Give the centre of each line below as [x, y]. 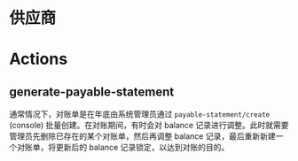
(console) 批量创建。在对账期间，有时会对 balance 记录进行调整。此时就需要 [149, 126]
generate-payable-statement [92, 92]
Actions [39, 59]
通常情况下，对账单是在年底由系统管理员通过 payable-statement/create [140, 114]
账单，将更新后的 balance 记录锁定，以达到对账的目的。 [127, 148]
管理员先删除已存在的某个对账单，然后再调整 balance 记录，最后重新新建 [143, 136]
